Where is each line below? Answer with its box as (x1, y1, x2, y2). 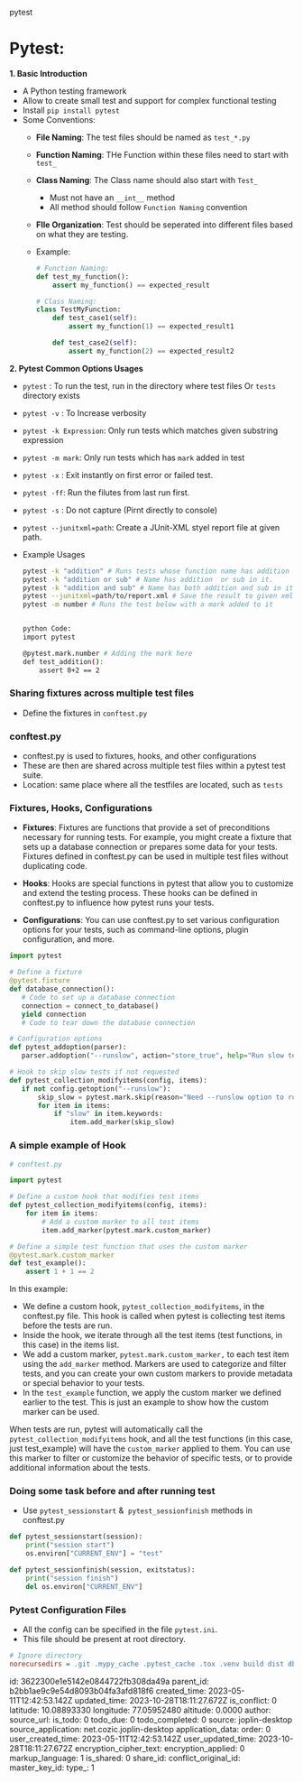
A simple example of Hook (9, 1140, 126, 1152)
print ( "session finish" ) (25, 1574, 119, 1583)
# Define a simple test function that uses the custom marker (9, 1242, 248, 1251)
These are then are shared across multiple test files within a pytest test (22, 761, 286, 771)
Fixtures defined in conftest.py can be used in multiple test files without (22, 851, 289, 862)
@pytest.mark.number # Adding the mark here (22, 649, 193, 658)
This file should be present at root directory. (22, 1633, 187, 1644)
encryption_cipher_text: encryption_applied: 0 (75, 1742, 245, 1753)
